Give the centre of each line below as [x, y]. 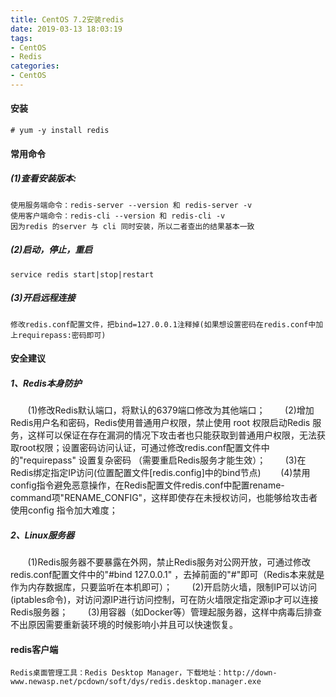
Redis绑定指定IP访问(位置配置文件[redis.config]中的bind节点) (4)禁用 [160, 473]
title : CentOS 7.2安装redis [67, 19]
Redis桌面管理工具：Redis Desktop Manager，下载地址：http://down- [144, 673]
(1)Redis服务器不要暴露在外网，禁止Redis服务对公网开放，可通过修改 [169, 562]
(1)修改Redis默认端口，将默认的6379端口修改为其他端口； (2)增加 [171, 410]
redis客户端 [34, 649]
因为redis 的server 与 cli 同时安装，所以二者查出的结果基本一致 [132, 226]
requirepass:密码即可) [62, 335]
